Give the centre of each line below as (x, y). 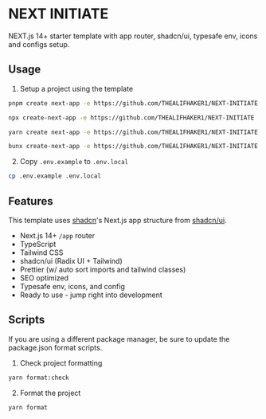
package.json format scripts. (55, 347)
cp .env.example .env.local (55, 176)
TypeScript (38, 244)
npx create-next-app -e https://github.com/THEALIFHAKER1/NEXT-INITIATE (131, 117)
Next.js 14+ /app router (57, 235)
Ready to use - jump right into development (91, 295)
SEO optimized (44, 278)
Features (31, 201)
